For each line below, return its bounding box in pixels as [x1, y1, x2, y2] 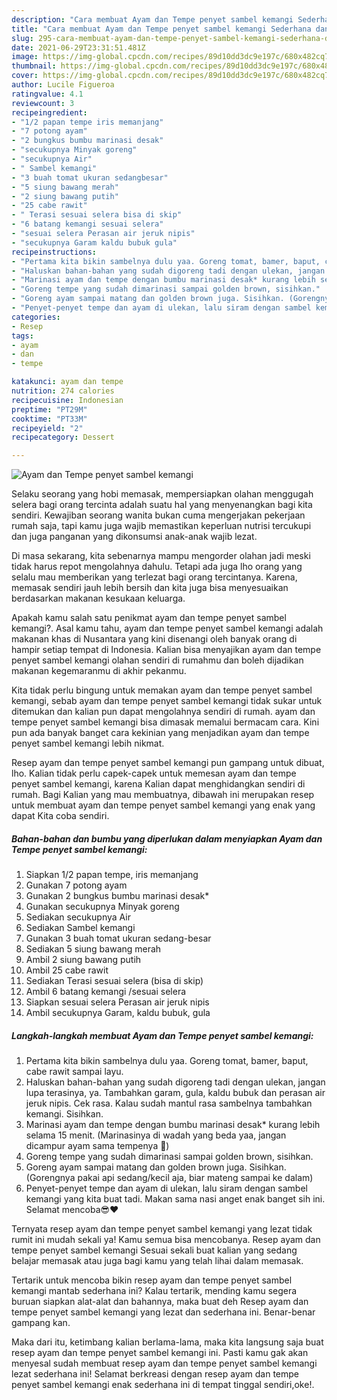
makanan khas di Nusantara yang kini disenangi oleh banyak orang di [11, 633, 298, 645]
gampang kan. [11, 1317, 71, 1329]
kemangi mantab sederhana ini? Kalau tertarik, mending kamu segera [11, 1285, 298, 1297]
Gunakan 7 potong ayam [25, 879, 128, 891]
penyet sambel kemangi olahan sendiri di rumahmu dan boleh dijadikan [11, 654, 304, 666]
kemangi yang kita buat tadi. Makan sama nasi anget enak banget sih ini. [25, 1193, 326, 1205]
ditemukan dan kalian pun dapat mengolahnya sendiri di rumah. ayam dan [11, 706, 316, 718]
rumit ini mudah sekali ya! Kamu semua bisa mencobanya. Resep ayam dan [11, 1234, 321, 1246]
